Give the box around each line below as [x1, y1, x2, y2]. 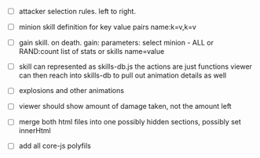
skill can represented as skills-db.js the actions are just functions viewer [18, 62, 253, 71]
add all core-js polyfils [18, 141, 91, 151]
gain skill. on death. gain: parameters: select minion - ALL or [18, 38, 214, 48]
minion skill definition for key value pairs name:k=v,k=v [18, 23, 197, 32]
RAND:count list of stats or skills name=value [18, 47, 165, 56]
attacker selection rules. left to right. [18, 7, 137, 16]
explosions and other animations [18, 86, 125, 95]
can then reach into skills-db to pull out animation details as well [18, 70, 227, 81]
